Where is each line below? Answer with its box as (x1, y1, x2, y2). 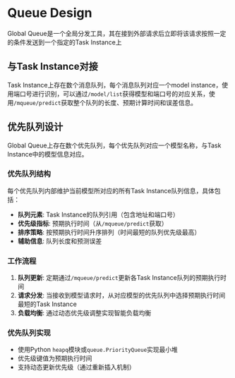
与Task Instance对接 (7, 61, 99, 73)
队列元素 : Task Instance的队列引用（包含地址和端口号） (17, 210, 180, 219)
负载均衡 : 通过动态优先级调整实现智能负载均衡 (17, 309, 152, 317)
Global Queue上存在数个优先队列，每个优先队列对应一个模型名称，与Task (7, 141, 222, 150)
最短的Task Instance (17, 300, 78, 308)
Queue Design (7, 5, 92, 21)
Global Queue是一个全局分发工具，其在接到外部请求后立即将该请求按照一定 (7, 29, 227, 37)
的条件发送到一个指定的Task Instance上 (7, 37, 122, 47)
